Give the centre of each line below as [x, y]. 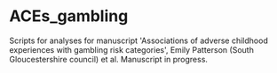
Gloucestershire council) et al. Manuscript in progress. [109, 59]
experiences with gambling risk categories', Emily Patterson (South [132, 49]
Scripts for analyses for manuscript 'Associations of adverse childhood [138, 40]
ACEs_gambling [69, 16]
